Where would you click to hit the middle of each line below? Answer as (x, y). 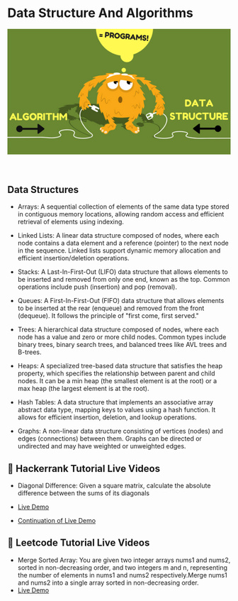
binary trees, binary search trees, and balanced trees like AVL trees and (122, 345)
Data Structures (43, 189)
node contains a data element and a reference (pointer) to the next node (123, 243)
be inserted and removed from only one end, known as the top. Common (124, 280)
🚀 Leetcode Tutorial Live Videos (79, 543)
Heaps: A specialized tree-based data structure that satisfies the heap (120, 366)
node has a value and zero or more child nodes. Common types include (122, 337)
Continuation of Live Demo (57, 521)
